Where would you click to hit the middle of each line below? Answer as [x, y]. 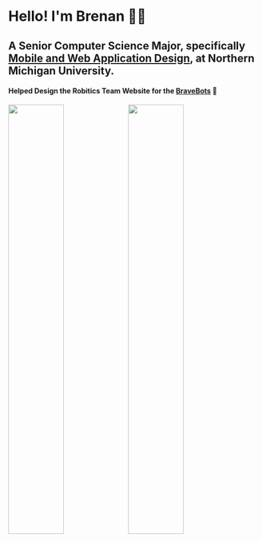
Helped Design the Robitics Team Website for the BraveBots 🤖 [113, 91]
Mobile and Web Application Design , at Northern [131, 58]
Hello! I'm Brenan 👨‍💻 [77, 16]
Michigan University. [61, 71]
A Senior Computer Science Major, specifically [127, 46]
